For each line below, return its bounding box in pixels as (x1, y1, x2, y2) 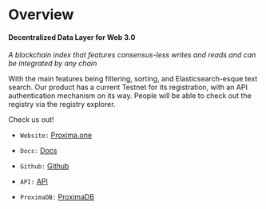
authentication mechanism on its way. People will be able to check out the (8, 91, 252, 101)
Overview (8, 6, 74, 24)
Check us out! (8, 115, 54, 124)
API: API (19, 177, 48, 187)
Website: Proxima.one (19, 130, 93, 140)
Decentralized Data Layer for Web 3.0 (8, 32, 136, 41)
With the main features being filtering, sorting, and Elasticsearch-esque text (8, 74, 258, 84)
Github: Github (19, 161, 69, 171)
